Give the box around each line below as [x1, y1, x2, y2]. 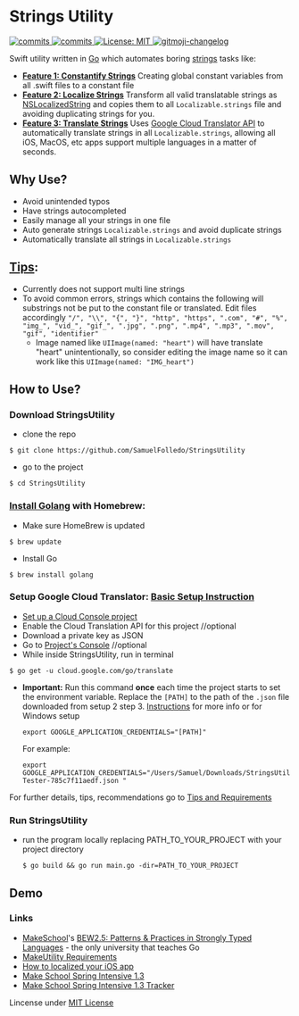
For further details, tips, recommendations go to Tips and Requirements [9, 792, 272, 803]
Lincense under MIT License [9, 997, 114, 1008]
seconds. [21, 146, 57, 157]
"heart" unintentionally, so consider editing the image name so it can [35, 346, 288, 357]
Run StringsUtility [9, 814, 88, 827]
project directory [21, 844, 85, 854]
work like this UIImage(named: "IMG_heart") [35, 355, 195, 367]
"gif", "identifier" [21, 329, 99, 338]
